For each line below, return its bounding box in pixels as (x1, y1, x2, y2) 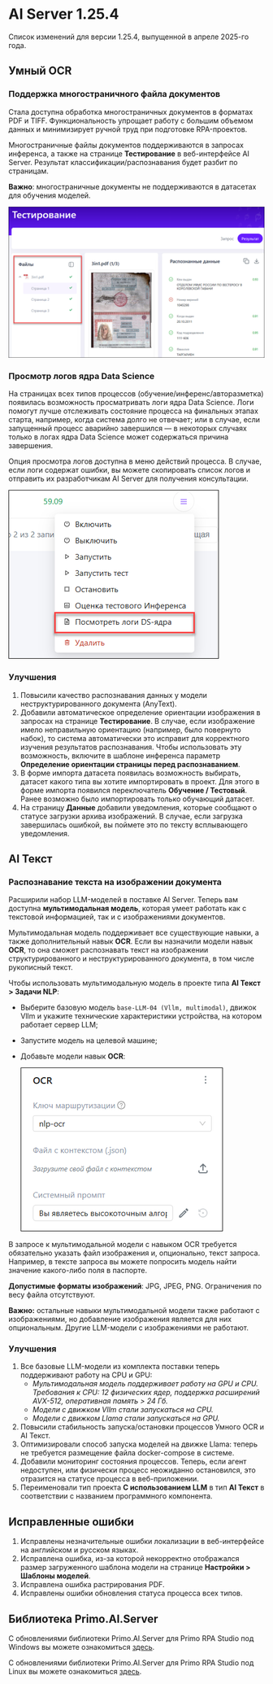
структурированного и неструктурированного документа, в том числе (8, 953, 254, 964)
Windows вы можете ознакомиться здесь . (8, 1643, 155, 1652)
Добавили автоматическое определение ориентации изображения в (19, 707, 261, 717)
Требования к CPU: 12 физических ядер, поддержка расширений (32, 1388, 260, 1398)
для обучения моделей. (8, 190, 91, 200)
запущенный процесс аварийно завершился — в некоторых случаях (8, 424, 248, 434)
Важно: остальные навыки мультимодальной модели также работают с (8, 1306, 260, 1315)
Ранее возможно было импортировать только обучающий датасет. (19, 794, 254, 804)
